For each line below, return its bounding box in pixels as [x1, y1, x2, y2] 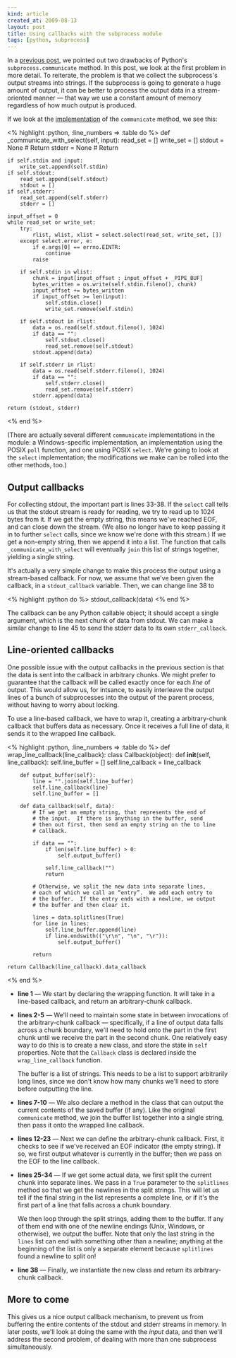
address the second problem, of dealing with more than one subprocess [7, 1335, 217, 1343]
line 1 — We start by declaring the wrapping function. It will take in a [17, 989, 216, 997]
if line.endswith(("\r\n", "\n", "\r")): [44, 932, 169, 940]
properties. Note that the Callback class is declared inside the [17, 1048, 197, 1057]
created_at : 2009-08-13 [7, 17, 77, 24]
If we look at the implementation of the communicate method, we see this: [7, 115, 218, 124]
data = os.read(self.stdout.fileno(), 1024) [32, 324, 166, 332]
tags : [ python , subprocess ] [7, 37, 90, 44]
